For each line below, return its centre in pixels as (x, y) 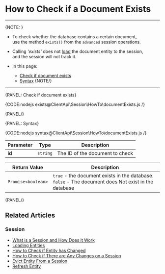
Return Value (27, 167)
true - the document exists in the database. (103, 175)
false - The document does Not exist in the (103, 181)
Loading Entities (28, 245)
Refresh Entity (27, 266)
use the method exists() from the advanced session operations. (76, 42)
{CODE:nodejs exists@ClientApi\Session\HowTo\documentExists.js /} (75, 104)
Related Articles (30, 215)
